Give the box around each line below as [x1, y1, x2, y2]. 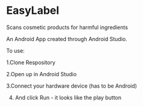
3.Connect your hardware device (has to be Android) [6, 82, 138, 89]
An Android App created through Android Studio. [6, 35, 128, 42]
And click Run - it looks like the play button [14, 94, 122, 101]
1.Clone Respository [6, 59, 56, 66]
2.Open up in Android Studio [6, 70, 77, 77]
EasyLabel [6, 4, 59, 18]
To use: [6, 47, 25, 54]
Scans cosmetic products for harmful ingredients [6, 24, 129, 31]
